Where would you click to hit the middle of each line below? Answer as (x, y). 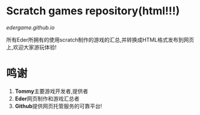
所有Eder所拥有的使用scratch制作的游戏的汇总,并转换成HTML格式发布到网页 (100, 39)
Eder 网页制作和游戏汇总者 (47, 98)
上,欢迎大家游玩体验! (31, 47)
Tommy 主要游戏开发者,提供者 (51, 91)
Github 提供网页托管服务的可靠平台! (58, 106)
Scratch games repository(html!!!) (93, 11)
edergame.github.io (31, 27)
